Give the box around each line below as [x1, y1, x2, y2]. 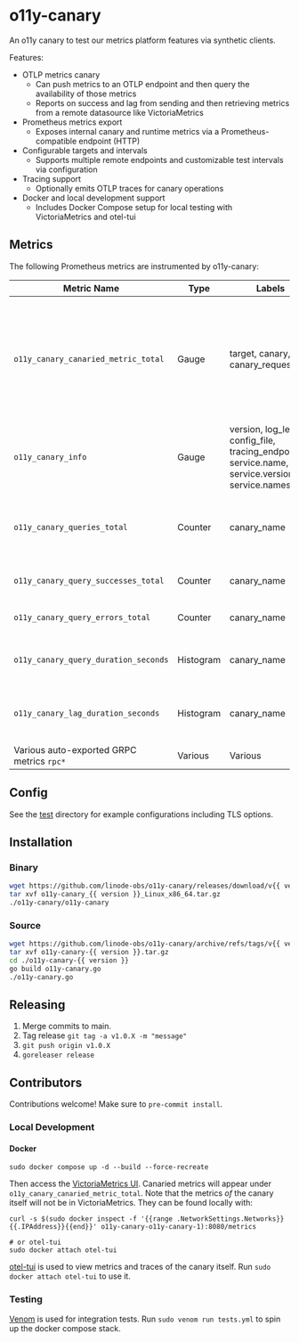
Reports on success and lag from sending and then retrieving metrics [35, 97, 290, 108]
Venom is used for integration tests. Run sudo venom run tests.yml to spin [9, 1313, 281, 1324]
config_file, [229, 434, 276, 446]
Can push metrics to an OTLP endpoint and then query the [35, 78, 250, 89]
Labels [256, 282, 286, 294]
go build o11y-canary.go [9, 964, 101, 973]
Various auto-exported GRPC [13, 743, 137, 756]
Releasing [9, 997, 66, 1012]
